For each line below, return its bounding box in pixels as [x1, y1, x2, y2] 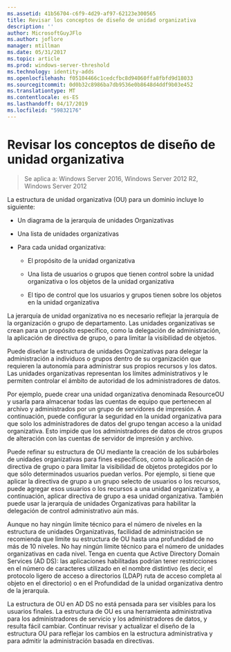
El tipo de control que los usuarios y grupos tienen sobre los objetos [27, 291, 222, 299]
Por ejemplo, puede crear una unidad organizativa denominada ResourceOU [7, 390, 225, 398]
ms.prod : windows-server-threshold [7, 62, 110, 69]
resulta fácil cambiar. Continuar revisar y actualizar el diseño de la [7, 621, 195, 630]
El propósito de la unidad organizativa [27, 256, 136, 264]
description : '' [7, 23, 54, 30]
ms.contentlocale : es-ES [7, 94, 79, 101]
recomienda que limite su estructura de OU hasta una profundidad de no [7, 535, 214, 543]
